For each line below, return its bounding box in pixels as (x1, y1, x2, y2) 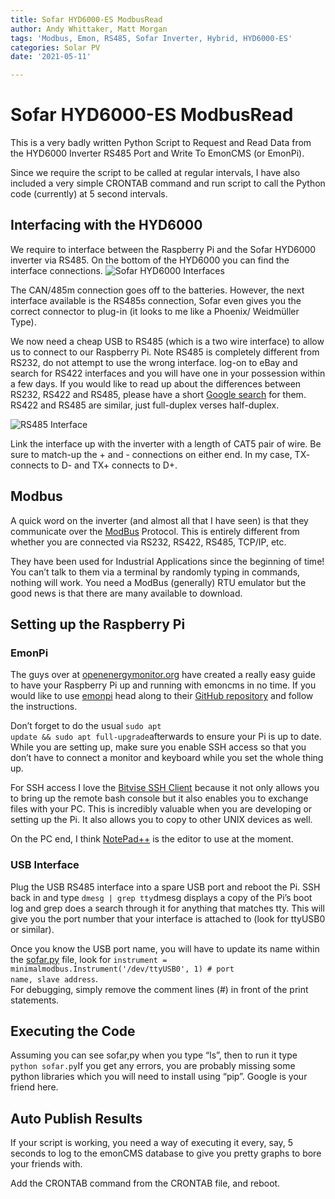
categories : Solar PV (10, 42, 101, 53)
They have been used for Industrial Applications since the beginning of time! (10, 555, 325, 567)
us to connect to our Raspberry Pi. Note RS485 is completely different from (10, 346, 320, 358)
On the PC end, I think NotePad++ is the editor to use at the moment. (10, 833, 294, 845)
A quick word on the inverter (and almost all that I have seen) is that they (10, 514, 309, 526)
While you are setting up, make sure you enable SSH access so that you (10, 741, 307, 753)
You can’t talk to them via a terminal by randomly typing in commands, (10, 566, 301, 578)
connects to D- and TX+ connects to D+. (10, 459, 178, 471)
